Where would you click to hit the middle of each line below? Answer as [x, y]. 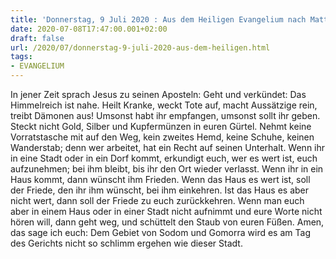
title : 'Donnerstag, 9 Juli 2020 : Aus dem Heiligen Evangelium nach [158, 19]
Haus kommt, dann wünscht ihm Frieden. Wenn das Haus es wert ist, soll [160, 179]
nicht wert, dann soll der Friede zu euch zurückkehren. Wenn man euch [157, 200]
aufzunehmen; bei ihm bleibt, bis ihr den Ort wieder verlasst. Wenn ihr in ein [167, 169]
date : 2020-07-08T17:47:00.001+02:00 [89, 29]
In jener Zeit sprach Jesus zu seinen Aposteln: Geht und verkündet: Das [158, 94]
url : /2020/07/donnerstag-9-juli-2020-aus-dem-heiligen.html [140, 47]
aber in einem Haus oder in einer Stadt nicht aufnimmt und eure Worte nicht [166, 211]
